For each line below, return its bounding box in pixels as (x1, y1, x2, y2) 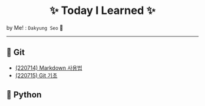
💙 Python (6, 90, 42, 100)
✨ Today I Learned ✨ (49, 4, 156, 18)
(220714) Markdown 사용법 (15, 64, 82, 71)
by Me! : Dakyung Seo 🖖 (6, 24, 63, 31)
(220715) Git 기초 (15, 71, 58, 79)
